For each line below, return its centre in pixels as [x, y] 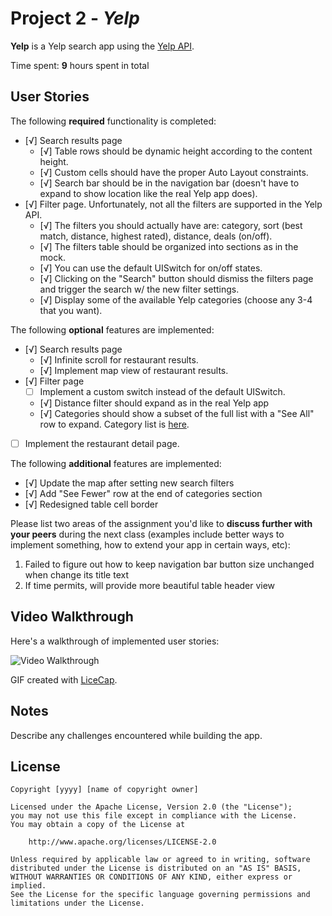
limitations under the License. [77, 903]
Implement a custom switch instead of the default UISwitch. [162, 391]
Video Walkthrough [72, 617]
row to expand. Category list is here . [114, 424]
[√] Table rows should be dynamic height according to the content [176, 151]
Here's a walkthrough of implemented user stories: [115, 641]
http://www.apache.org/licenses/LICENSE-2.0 [122, 842]
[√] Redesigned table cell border [91, 504]
